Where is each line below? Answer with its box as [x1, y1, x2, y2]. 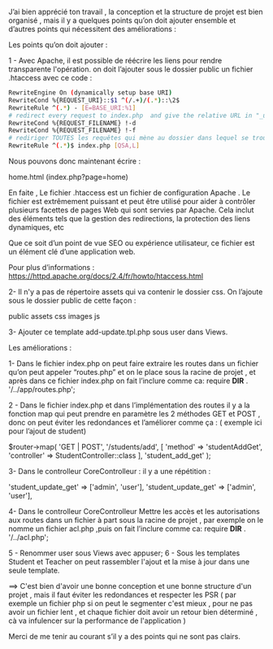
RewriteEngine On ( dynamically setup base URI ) [8, 89, 173, 97]
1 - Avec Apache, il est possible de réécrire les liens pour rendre [8, 56, 223, 65]
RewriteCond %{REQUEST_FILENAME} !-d [8, 119, 136, 127]
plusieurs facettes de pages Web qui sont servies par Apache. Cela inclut [8, 205, 254, 215]
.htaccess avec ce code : [8, 73, 93, 82]
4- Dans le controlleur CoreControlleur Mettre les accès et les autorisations [8, 507, 260, 516]
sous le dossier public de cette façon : [8, 296, 136, 305]
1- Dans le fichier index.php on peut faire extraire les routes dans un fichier [8, 359, 259, 368]
